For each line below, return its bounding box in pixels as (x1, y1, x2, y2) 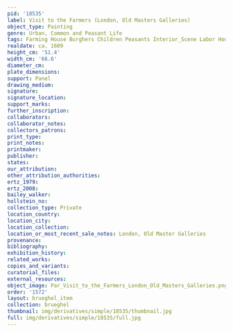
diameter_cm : (7, 62, 45, 69)
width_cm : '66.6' (7, 56, 58, 63)
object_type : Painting (7, 23, 73, 30)
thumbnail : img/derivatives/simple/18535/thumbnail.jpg (7, 308, 172, 315)
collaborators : (7, 113, 51, 120)
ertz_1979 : (7, 178, 39, 185)
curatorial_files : (7, 269, 60, 276)
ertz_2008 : (7, 185, 39, 192)
